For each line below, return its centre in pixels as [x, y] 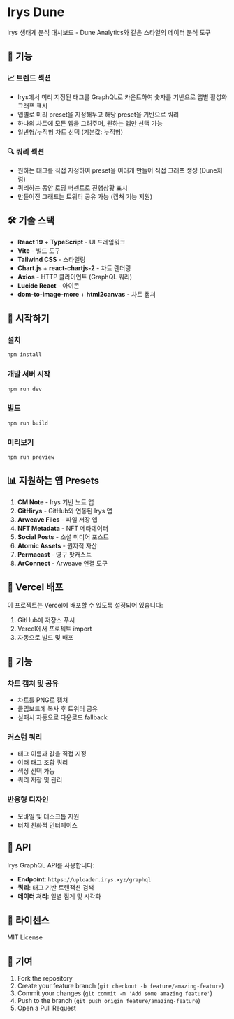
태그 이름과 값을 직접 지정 [52, 754]
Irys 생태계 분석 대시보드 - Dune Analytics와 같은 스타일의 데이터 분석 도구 [109, 32]
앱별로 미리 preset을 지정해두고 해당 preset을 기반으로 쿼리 [98, 114]
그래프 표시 [32, 105]
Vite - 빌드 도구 [39, 250]
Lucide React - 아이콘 [48, 285]
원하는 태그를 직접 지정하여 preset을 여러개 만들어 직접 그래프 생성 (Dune [117, 170]
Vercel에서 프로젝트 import [54, 629]
